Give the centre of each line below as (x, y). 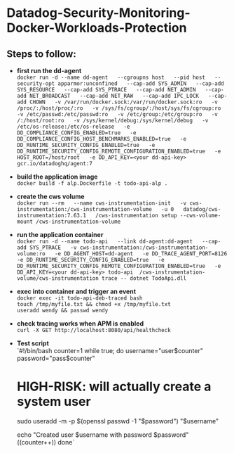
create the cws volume (50, 196)
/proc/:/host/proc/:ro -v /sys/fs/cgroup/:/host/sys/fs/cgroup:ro (119, 108)
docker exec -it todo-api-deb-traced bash (80, 298)
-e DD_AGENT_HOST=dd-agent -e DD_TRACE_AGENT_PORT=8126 (141, 254)
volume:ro (31, 254)
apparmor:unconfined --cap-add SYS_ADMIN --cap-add (141, 84)
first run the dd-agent (49, 71)
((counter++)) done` (46, 442)
